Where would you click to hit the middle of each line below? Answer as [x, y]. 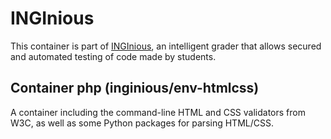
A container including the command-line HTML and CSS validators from [158, 112]
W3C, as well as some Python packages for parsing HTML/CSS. [142, 123]
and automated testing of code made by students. [113, 56]
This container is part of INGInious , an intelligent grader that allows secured [166, 46]
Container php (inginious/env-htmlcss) [135, 88]
